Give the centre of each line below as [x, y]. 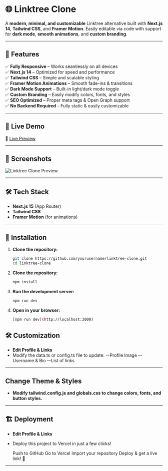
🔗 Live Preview [20, 138]
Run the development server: [43, 291]
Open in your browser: [36, 310]
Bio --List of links [57, 361]
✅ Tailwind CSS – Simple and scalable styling [52, 77]
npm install [25, 282]
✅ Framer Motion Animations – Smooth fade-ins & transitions [69, 83]
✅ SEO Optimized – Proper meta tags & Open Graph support [67, 100]
